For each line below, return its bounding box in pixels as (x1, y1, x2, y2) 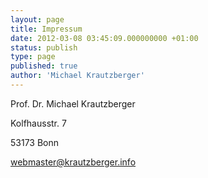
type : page (10, 52, 56, 62)
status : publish (10, 42, 78, 53)
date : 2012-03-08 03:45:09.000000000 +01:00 (10, 33, 199, 43)
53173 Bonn (10, 136, 60, 148)
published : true (10, 61, 78, 71)
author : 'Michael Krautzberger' (10, 71, 145, 81)
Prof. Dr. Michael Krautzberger (10, 97, 136, 110)
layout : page (10, 14, 65, 25)
